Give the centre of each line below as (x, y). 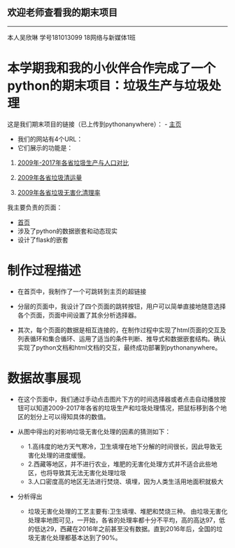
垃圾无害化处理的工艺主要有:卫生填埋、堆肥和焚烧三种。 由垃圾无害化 (128, 511)
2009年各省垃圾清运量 (50, 177)
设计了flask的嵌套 (43, 240)
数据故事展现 (44, 378)
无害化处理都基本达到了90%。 (78, 537)
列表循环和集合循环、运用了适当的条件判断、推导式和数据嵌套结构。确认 (121, 338)
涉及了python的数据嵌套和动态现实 (67, 231)
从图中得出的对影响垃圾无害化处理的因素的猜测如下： (94, 431)
